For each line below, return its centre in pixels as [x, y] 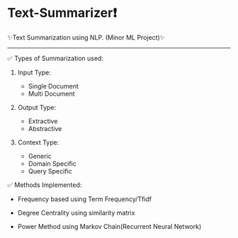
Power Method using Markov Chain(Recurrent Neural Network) [109, 226]
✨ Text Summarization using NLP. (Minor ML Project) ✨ [86, 37]
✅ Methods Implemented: [45, 185]
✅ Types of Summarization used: [56, 58]
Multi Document [52, 93]
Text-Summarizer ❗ [62, 13]
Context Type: [38, 142]
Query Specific [50, 171]
